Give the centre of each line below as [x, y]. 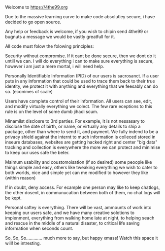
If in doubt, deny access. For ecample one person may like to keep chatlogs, [82, 187]
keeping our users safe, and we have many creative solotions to [70, 213]
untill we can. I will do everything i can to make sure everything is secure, [79, 61]
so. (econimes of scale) [29, 91]
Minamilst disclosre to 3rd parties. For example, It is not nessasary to [75, 121]
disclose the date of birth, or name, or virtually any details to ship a [73, 126]
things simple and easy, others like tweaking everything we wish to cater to [81, 167]
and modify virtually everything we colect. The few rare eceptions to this [79, 106]
